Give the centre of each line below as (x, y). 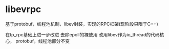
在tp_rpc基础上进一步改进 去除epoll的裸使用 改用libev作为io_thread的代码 (82, 34)
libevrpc (23, 9)
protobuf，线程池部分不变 (43, 41)
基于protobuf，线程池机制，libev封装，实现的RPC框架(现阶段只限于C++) (82, 24)
